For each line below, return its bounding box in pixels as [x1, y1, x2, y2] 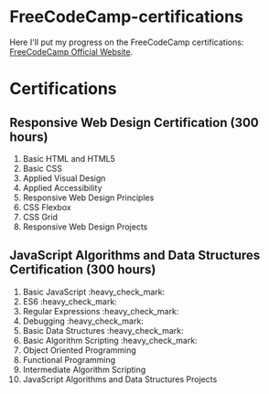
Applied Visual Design [22, 172, 106, 184]
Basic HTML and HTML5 [22, 153, 116, 164]
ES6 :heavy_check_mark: [22, 295, 117, 307]
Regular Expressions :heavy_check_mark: [22, 305, 179, 316]
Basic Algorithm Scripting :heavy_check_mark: [22, 335, 199, 346]
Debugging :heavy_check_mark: [22, 315, 144, 326]
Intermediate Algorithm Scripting [22, 364, 146, 375]
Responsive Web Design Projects [22, 221, 148, 232]
